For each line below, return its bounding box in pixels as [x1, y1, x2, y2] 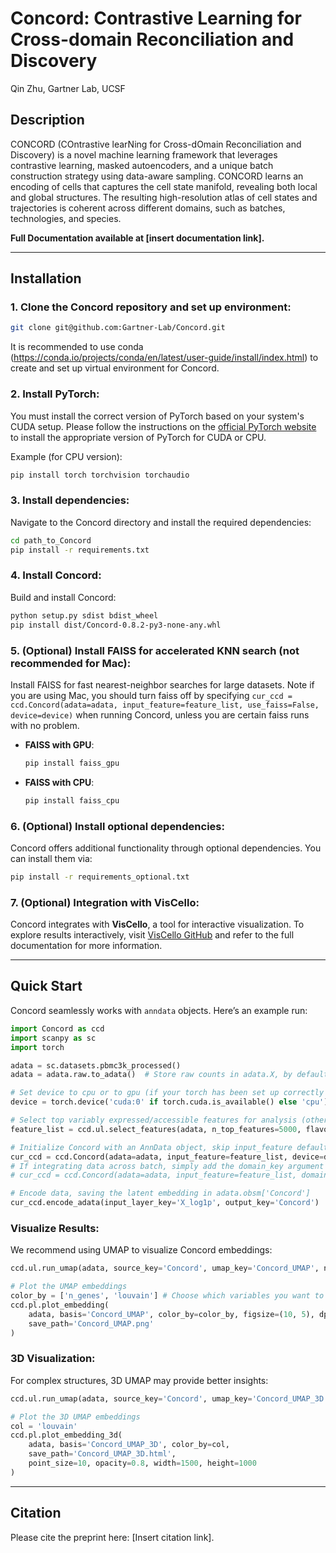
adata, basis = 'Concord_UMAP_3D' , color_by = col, [28, 1440, 230, 1450]
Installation [10, 270, 82, 287]
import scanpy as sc [10, 1033, 97, 1043]
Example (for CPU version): [10, 450, 123, 462]
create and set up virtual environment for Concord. [10, 362, 220, 374]
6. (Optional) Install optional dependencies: [10, 819, 225, 833]
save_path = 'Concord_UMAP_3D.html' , [28, 1449, 177, 1459]
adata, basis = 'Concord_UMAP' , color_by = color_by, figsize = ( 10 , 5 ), [28, 1309, 315, 1319]
